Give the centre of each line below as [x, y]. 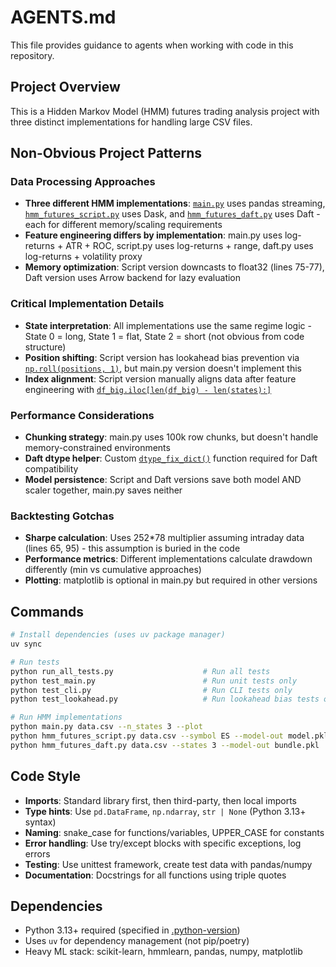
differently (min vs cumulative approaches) [113, 570]
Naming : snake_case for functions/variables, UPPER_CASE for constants [174, 832]
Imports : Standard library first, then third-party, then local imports [160, 800]
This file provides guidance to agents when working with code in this [152, 45]
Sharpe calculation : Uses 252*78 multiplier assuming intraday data [164, 538]
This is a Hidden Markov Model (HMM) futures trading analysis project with [165, 111]
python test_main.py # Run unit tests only [154, 681]
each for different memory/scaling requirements [123, 225]
